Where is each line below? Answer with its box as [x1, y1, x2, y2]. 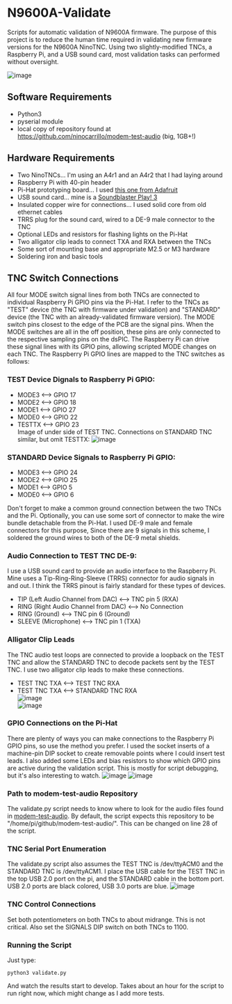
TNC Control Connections [7, 899, 96, 909]
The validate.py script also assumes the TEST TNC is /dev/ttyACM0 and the [7, 860, 224, 868]
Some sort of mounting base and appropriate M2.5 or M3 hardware [17, 245, 210, 253]
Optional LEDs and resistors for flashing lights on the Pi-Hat [17, 230, 188, 238]
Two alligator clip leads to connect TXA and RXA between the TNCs [17, 237, 212, 245]
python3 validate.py [7, 970, 67, 977]
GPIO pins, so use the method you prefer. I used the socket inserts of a [7, 741, 210, 750]
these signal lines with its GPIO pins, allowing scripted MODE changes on [7, 343, 217, 351]
